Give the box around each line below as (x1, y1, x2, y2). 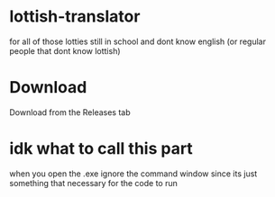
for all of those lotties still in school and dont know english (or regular (9, 36, 266, 47)
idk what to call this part (9, 139, 194, 159)
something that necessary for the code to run (9, 177, 179, 188)
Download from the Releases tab (9, 106, 131, 118)
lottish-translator (9, 6, 141, 27)
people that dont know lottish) (9, 45, 121, 56)
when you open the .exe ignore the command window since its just (9, 168, 258, 179)
